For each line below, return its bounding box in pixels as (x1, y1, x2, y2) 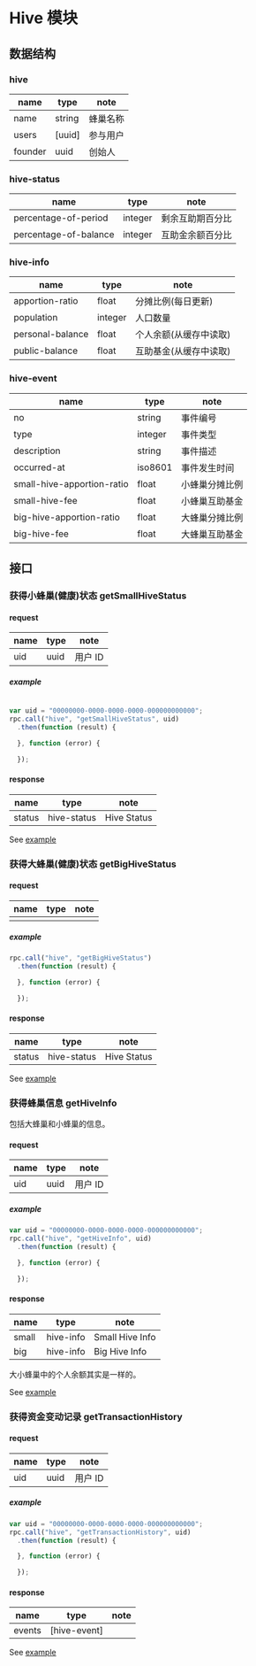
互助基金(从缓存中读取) (135, 345, 231, 358)
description (13, 444, 61, 457)
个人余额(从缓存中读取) (135, 328, 231, 341)
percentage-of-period (13, 212, 109, 224)
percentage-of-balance (13, 228, 115, 241)
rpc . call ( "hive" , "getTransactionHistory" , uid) (9, 1528, 192, 1537)
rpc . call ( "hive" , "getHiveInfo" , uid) (9, 1234, 152, 1243)
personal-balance (13, 328, 89, 341)
